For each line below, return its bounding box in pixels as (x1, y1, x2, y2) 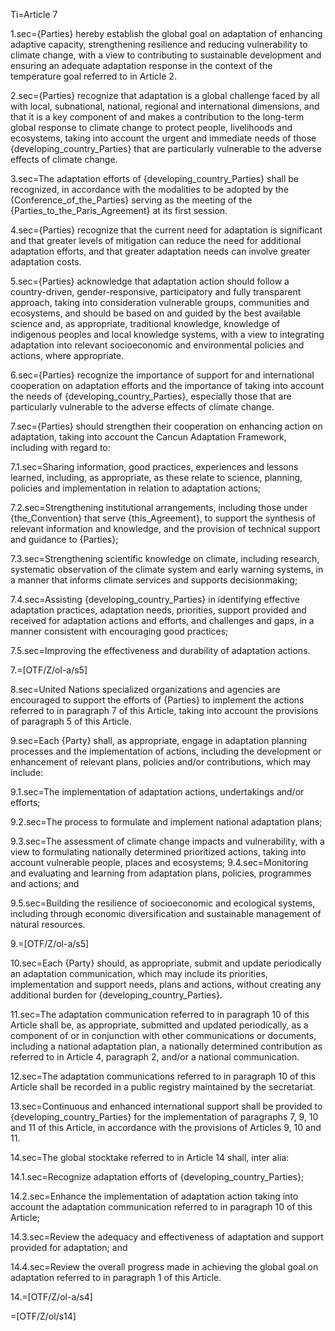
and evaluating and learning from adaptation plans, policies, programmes (10, 867, 312, 879)
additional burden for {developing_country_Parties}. (10, 989, 223, 1001)
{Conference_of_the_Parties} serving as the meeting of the (10, 194, 253, 206)
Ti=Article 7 (10, 9, 58, 20)
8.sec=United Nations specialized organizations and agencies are (10, 684, 281, 695)
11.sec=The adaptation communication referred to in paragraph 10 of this (10, 1009, 310, 1020)
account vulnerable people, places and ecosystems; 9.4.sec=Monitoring (10, 857, 309, 868)
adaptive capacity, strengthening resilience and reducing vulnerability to (10, 39, 308, 50)
